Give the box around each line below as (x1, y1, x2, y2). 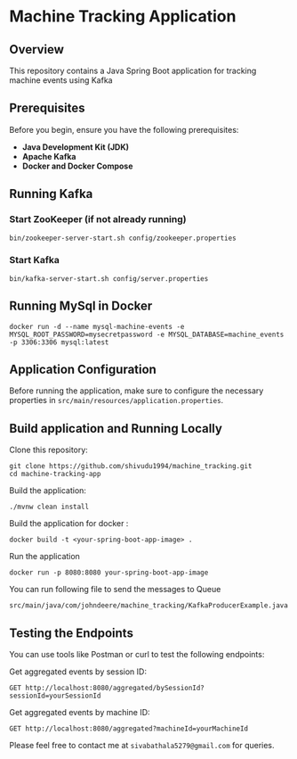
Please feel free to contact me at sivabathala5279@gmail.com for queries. (9, 740, 275, 751)
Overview (9, 42, 65, 57)
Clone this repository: (9, 444, 89, 456)
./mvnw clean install (9, 502, 90, 512)
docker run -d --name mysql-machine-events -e (9, 322, 185, 331)
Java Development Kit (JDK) (21, 141, 130, 153)
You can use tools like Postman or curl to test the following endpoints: (9, 649, 265, 660)
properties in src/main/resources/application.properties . (9, 395, 224, 406)
